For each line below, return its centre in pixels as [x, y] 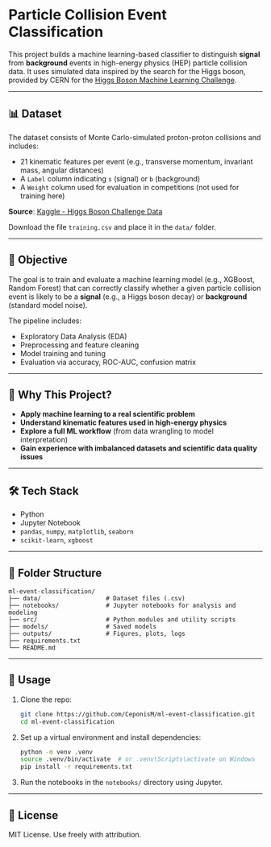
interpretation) [44, 440]
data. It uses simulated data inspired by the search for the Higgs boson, [127, 71]
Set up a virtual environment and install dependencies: [110, 737]
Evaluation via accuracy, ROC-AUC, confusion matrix [108, 362]
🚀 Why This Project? [60, 394]
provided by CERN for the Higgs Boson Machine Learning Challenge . [123, 80]
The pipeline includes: [45, 321]
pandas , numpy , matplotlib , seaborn [77, 531]
